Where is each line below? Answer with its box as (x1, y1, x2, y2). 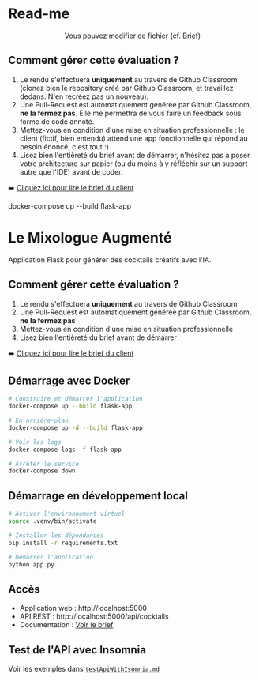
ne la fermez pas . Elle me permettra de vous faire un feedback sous (19, 108, 242, 118)
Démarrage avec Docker (8, 374, 130, 387)
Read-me (8, 5, 70, 23)
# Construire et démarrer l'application (8, 395, 144, 403)
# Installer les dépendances (8, 531, 104, 540)
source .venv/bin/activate (8, 517, 97, 525)
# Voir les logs (8, 438, 62, 446)
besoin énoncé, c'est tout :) (19, 141, 109, 151)
